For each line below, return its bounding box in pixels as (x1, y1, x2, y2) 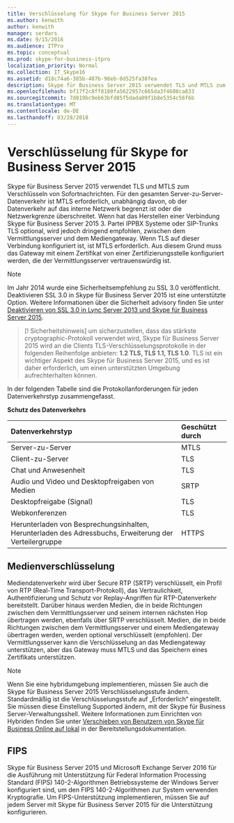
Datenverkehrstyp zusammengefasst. (7, 392, 115, 400)
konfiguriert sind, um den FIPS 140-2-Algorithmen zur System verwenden (7, 786, 218, 794)
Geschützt (180, 422, 217, 431)
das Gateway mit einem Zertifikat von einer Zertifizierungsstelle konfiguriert (7, 249, 224, 257)
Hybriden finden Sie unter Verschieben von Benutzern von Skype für (7, 717, 205, 726)
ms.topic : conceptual (7, 50, 70, 57)
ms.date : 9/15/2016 (7, 36, 64, 43)
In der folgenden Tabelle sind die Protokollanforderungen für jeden (7, 385, 198, 393)
